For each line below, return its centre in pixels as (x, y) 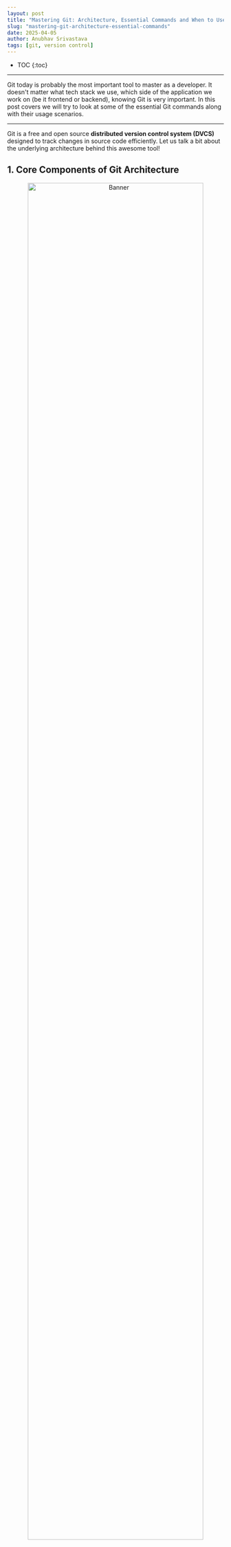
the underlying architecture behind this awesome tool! (84, 148)
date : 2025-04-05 (32, 33)
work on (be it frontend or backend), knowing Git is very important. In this (111, 99)
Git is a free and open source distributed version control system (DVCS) (111, 134)
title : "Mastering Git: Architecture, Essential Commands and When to (110, 20)
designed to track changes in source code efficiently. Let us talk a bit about (114, 141)
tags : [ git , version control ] (51, 45)
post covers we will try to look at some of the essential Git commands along (114, 107)
